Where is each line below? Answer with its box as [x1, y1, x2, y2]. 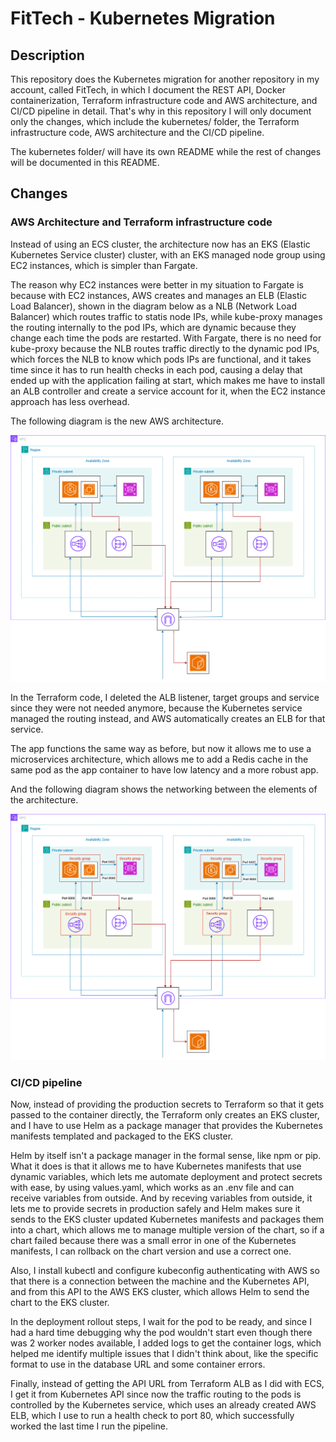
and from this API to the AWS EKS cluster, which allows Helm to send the [10, 1286, 310, 1298]
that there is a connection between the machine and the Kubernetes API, [10, 1275, 310, 1287]
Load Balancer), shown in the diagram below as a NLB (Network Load [10, 300, 298, 312]
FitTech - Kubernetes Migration [10, 7, 276, 30]
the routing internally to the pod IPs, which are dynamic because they [10, 321, 297, 333]
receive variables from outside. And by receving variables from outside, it [10, 1192, 313, 1204]
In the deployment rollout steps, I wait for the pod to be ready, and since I [10, 1316, 312, 1328]
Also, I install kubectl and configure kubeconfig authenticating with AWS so [10, 1265, 320, 1277]
